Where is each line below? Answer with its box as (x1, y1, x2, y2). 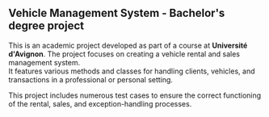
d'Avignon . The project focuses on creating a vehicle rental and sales (8, 48, 241, 59)
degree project (8, 19, 85, 33)
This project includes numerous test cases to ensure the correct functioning (8, 90, 262, 100)
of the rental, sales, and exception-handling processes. (8, 98, 192, 108)
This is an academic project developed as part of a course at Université (8, 40, 248, 50)
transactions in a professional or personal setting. (8, 74, 174, 84)
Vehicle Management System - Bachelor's (8, 6, 225, 20)
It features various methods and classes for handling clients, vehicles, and (8, 66, 255, 76)
